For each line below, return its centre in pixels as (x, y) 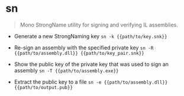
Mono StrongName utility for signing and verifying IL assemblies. (99, 25)
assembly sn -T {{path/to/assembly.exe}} (66, 70)
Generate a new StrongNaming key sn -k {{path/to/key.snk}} (91, 36)
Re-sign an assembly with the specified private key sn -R (84, 47)
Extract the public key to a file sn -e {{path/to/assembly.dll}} (91, 82)
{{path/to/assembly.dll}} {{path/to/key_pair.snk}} (79, 53)
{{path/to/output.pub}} (43, 87)
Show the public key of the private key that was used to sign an (91, 64)
